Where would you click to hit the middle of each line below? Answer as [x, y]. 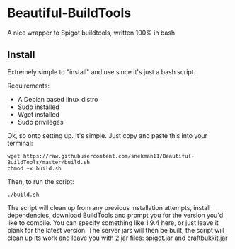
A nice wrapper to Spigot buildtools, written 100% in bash [91, 33]
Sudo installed [39, 107]
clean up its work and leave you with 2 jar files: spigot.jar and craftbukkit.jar [117, 238]
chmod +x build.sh [34, 168]
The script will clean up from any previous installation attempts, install [109, 207]
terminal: [20, 143]
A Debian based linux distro [58, 99]
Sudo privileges [40, 122]
